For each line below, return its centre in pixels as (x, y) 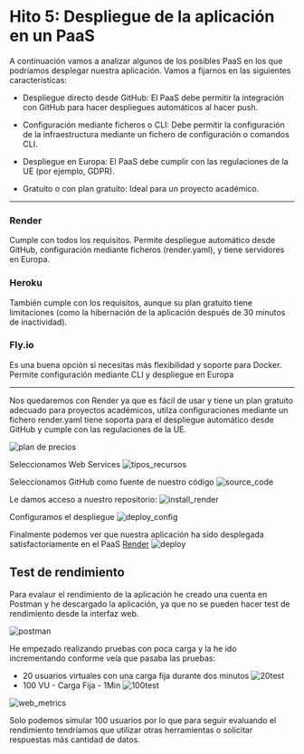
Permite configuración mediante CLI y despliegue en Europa (122, 374)
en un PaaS (52, 36)
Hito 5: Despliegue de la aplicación (142, 17)
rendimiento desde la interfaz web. (74, 613)
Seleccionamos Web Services (65, 464)
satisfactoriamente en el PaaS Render (79, 543)
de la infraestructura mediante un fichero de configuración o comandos (156, 134)
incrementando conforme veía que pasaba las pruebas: (113, 658)
